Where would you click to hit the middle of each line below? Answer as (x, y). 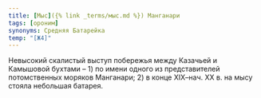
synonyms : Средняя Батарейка (57, 30)
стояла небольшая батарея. (56, 86)
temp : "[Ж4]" (30, 38)
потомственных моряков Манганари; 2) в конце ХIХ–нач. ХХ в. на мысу (130, 77)
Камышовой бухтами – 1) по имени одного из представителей (114, 69)
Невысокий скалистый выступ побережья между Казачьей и (113, 61)
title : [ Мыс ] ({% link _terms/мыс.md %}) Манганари (94, 16)
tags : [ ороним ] (34, 23)
